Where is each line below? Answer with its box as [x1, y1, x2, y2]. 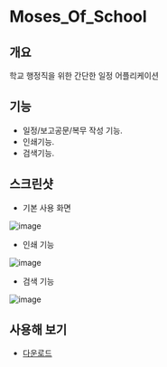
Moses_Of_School [9, 6, 147, 27]
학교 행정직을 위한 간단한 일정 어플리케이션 [9, 71, 160, 80]
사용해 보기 [9, 323, 68, 338]
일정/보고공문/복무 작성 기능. [22, 125, 124, 136]
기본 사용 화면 [22, 202, 71, 213]
